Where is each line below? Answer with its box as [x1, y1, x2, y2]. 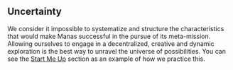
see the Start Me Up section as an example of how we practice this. [7, 54, 205, 63]
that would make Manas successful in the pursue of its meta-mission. [7, 32, 211, 40]
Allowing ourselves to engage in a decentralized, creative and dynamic [7, 39, 215, 48]
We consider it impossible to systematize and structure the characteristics [7, 24, 224, 33]
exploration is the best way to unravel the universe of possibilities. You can [7, 47, 226, 55]
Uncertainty [7, 6, 62, 18]
